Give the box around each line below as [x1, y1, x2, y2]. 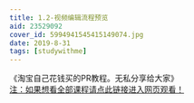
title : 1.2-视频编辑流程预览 [9, 13, 109, 23]
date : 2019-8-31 [9, 38, 71, 48]
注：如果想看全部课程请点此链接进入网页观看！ [9, 84, 184, 95]
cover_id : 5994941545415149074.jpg [9, 30, 144, 39]
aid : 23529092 [9, 22, 63, 31]
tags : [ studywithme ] [9, 47, 88, 56]
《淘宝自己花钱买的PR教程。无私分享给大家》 [9, 73, 179, 84]
